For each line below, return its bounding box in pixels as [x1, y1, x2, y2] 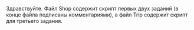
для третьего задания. [6, 18, 63, 24]
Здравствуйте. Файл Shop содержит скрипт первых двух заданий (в [6, 5, 179, 12]
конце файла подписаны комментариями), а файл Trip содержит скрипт [6, 11, 188, 18]
